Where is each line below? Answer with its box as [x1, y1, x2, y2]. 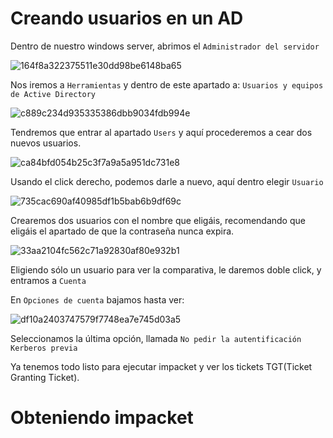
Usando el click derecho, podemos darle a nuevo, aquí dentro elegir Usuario [10, 175, 324, 187]
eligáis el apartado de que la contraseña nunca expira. [10, 225, 235, 237]
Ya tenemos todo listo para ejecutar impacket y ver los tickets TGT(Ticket [10, 360, 313, 372]
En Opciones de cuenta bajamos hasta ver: [10, 293, 185, 306]
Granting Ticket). [10, 371, 80, 383]
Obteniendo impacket [10, 407, 194, 429]
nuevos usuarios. [10, 137, 82, 149]
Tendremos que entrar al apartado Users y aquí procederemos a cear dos [10, 126, 313, 138]
